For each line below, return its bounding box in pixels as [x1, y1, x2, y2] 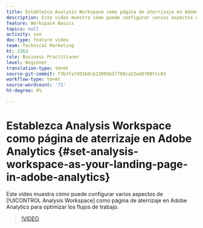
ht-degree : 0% [6, 88, 42, 94]
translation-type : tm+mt [6, 65, 69, 71]
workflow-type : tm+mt [6, 76, 61, 82]
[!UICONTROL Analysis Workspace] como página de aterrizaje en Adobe [6, 197, 187, 204]
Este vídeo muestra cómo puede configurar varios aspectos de [6, 190, 163, 197]
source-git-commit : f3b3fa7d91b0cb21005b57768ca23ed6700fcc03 [6, 71, 166, 77]
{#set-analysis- [57, 145, 139, 158]
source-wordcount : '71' [6, 82, 66, 88]
